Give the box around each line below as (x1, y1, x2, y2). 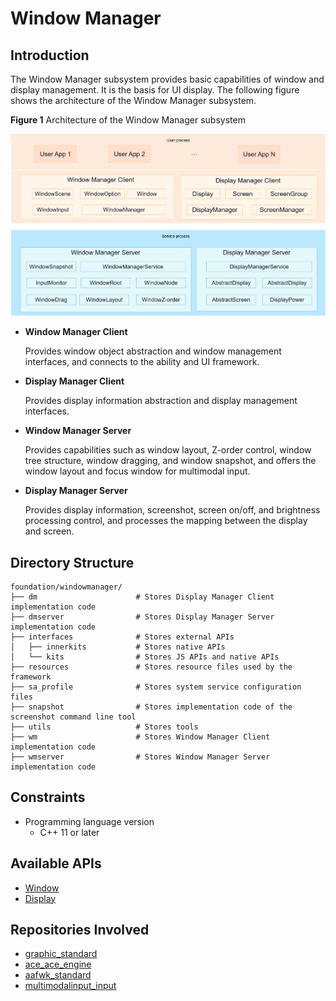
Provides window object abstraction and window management (24, 345, 282, 357)
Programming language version (24, 815, 155, 827)
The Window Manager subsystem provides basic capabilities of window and (10, 73, 325, 85)
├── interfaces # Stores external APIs (10, 632, 235, 642)
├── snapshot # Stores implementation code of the (10, 702, 293, 712)
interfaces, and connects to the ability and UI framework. (24, 356, 260, 368)
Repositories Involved (10, 921, 150, 938)
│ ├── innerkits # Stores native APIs (10, 642, 226, 652)
